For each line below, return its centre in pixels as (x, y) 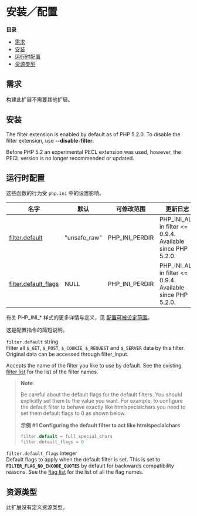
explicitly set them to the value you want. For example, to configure (101, 401)
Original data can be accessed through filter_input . (67, 354)
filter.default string (32, 342)
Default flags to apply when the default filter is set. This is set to (83, 460)
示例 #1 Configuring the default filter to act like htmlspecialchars (100, 426)
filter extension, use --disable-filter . (50, 140)
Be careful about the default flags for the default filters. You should (101, 394)
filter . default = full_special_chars (67, 437)
